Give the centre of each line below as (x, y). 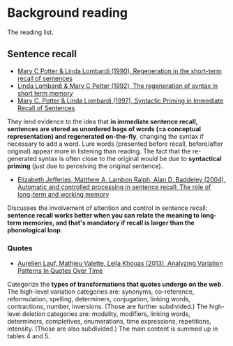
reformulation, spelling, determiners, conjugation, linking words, (99, 299)
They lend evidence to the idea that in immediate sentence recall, (103, 121)
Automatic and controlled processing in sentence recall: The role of (114, 187)
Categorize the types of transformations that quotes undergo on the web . (115, 285)
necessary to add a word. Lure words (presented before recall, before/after (115, 144)
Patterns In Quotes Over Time (60, 271)
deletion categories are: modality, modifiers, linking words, (106, 314)
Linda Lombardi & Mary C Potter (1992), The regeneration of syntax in (118, 86)
